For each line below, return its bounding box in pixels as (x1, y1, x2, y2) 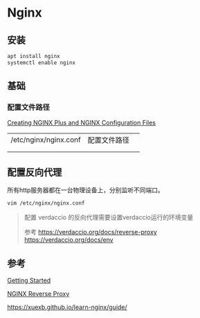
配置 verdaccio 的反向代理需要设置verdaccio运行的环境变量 (24, 213, 194, 222)
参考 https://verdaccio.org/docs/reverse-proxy (24, 228, 157, 236)
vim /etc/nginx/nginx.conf (7, 200, 85, 207)
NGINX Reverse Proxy (7, 289, 70, 298)
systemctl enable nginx (7, 59, 76, 66)
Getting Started (7, 276, 51, 284)
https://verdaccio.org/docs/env (24, 236, 113, 244)
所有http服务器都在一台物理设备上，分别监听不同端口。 (7, 186, 165, 194)
